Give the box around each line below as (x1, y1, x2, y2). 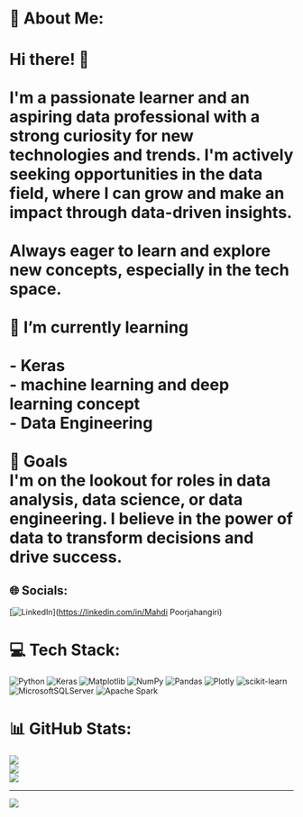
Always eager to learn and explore (9, 241, 271, 261)
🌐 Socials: (9, 583, 69, 598)
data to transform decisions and (9, 528, 254, 549)
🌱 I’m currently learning (9, 317, 189, 338)
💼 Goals (9, 451, 68, 472)
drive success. (9, 547, 123, 567)
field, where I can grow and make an (9, 184, 285, 204)
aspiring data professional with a (9, 107, 261, 127)
